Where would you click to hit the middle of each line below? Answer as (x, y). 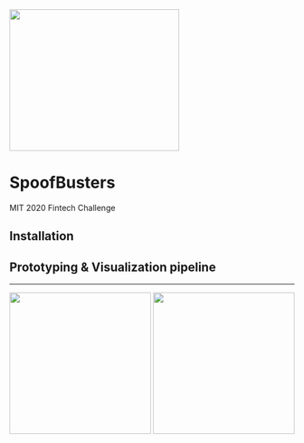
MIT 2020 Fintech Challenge (62, 207)
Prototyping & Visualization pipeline (113, 267)
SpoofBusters (62, 183)
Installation (42, 236)
